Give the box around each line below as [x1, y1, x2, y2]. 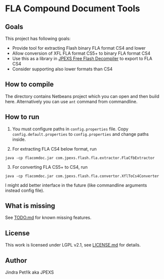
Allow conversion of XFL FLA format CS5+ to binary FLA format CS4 [12, 50, 151, 56]
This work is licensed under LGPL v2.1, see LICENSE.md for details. [5, 242, 141, 248]
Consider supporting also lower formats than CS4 [12, 66, 113, 72]
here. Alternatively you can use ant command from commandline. [5, 98, 137, 104]
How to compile [5, 80, 54, 89]
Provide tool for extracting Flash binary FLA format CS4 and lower [12, 45, 146, 51]
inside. [12, 136, 26, 142]
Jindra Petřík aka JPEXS [5, 269, 54, 276]
